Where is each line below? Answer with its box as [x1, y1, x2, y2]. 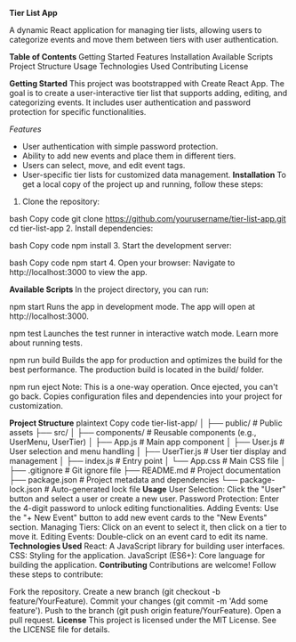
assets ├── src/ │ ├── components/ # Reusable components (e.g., [9, 427, 257, 437]
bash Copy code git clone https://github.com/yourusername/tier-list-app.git [9, 214, 286, 223]
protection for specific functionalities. [9, 107, 147, 117]
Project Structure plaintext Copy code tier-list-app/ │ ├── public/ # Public [9, 418, 283, 428]
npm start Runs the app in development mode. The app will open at [9, 302, 256, 312]
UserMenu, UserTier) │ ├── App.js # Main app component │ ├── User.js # [9, 436, 285, 447]
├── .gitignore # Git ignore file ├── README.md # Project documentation [9, 465, 282, 475]
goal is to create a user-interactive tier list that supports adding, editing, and [9, 88, 287, 98]
